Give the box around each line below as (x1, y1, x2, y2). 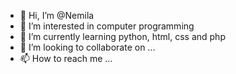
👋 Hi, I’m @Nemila (19, 10, 95, 21)
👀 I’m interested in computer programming (19, 20, 195, 32)
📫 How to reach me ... (19, 53, 113, 64)
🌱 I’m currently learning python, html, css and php (19, 31, 226, 42)
